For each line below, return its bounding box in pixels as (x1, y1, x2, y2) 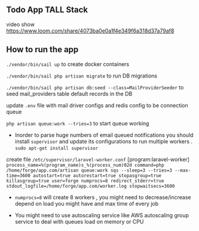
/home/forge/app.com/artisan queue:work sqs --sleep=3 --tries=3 (6, 167, 172, 173)
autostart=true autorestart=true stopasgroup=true (32, 172, 162, 179)
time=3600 (6, 172, 31, 179)
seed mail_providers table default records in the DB (6, 90, 133, 97)
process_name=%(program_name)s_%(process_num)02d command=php (6, 162, 164, 168)
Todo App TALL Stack (6, 5, 88, 15)
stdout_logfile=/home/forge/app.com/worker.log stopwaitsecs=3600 (6, 183, 175, 189)
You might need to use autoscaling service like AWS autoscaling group (14, 211, 189, 218)
